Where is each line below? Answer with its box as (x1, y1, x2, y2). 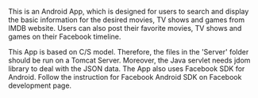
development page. (8, 81, 72, 90)
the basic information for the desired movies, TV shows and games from (8, 15, 245, 24)
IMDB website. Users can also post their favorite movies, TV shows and (8, 24, 242, 32)
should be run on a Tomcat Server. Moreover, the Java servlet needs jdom (8, 55, 251, 65)
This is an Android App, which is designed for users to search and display (8, 7, 249, 16)
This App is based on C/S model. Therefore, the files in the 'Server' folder (8, 47, 249, 56)
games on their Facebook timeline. (8, 32, 121, 41)
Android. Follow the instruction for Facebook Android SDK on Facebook (8, 73, 242, 81)
